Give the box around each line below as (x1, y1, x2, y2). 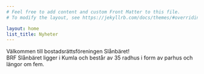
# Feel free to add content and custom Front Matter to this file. (6, 8, 181, 15)
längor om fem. (6, 61, 44, 68)
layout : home (6, 25, 39, 32)
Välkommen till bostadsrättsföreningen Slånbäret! (6, 48, 130, 55)
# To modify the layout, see (6, 15, 80, 21)
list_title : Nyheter (6, 31, 59, 37)
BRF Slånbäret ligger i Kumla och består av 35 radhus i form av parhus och (6, 54, 193, 61)
